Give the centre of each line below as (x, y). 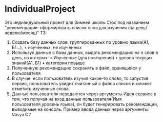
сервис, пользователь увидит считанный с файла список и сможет (82, 83)
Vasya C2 (21, 114)
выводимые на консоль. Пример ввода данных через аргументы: (80, 109)
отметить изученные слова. (41, 88)
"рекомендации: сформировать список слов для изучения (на (70, 27)
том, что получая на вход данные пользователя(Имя (67, 99)
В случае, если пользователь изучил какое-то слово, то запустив (80, 78)
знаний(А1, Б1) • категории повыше (48, 63)
